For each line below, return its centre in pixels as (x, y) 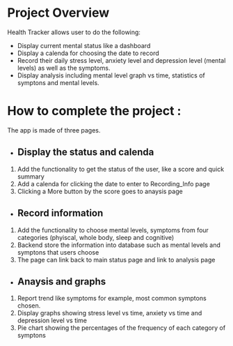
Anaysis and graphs (62, 281)
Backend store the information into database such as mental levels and (119, 245)
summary (31, 176)
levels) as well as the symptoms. (64, 68)
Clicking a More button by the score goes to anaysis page (100, 191)
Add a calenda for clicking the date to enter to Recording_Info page (113, 183)
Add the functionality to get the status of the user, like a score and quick (121, 169)
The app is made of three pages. (54, 130)
